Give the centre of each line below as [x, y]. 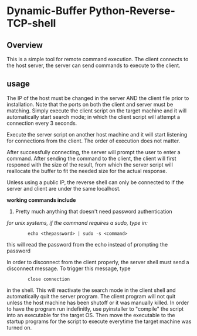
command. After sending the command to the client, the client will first [91, 158]
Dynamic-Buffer [47, 11]
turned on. [19, 327]
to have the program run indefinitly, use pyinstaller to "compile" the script [95, 309]
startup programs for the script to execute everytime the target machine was [99, 321]
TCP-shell [31, 23]
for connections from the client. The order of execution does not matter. [94, 141]
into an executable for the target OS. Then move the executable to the [91, 315]
